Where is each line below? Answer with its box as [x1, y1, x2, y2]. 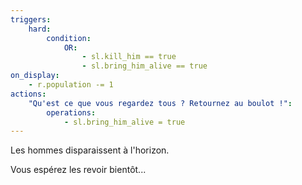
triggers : [10, 14, 52, 25]
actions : [10, 89, 47, 99]
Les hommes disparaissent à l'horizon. [10, 144, 170, 156]
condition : [46, 33, 92, 43]
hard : [28, 24, 52, 34]
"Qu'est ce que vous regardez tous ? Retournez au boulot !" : [28, 98, 293, 108]
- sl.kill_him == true [81, 52, 177, 62]
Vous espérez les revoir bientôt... [10, 164, 147, 176]
